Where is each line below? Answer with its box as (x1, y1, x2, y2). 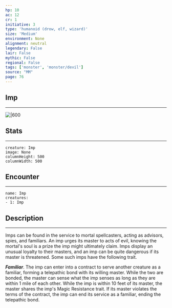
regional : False (5, 60, 40, 65)
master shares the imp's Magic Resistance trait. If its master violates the (5, 286, 157, 292)
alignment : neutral (5, 41, 47, 46)
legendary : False (5, 46, 42, 51)
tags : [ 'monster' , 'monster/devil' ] (5, 65, 83, 70)
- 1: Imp (5, 200, 24, 205)
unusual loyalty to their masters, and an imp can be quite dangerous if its (5, 248, 159, 255)
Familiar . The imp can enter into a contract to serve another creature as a (5, 264, 161, 270)
